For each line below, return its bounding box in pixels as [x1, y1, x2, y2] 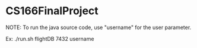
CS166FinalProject [5, 4, 99, 18]
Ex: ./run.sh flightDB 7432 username [5, 35, 94, 42]
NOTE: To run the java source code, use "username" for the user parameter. [5, 24, 192, 31]
